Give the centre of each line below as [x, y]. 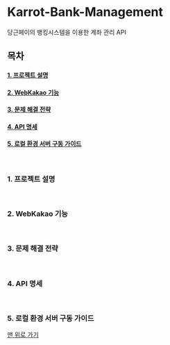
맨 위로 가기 [23, 335]
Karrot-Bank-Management [85, 12]
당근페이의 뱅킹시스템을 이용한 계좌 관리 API [67, 32]
